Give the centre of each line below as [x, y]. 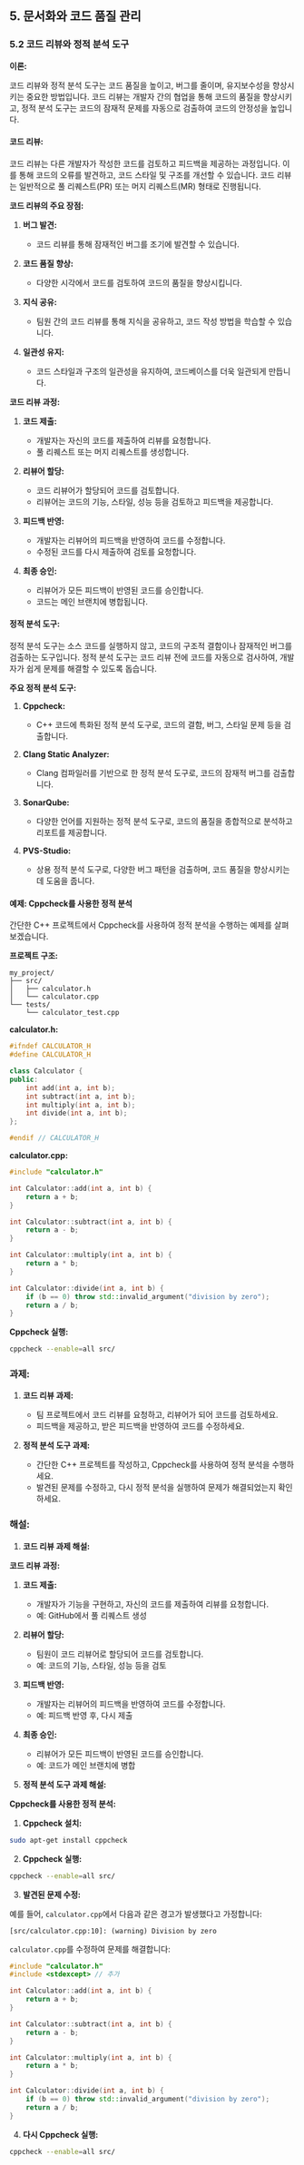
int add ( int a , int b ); [71, 1087]
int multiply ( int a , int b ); [81, 1105]
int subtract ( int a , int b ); [81, 1097]
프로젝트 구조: [34, 956]
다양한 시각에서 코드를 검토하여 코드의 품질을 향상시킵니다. [139, 282]
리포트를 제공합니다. [71, 832]
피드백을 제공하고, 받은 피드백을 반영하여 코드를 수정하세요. [140, 1426]
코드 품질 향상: [48, 263]
